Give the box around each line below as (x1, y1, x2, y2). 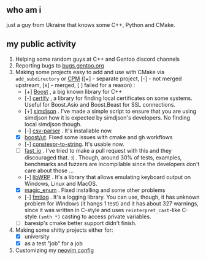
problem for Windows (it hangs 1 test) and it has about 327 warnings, (24, 199, 199, 207)
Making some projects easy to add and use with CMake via (15, 68, 165, 75)
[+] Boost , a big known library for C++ (24, 88, 123, 95)
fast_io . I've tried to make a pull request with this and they (24, 147, 172, 154)
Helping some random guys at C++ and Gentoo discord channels (15, 55, 180, 63)
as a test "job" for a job (24, 239, 83, 247)
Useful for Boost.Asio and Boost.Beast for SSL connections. (24, 101, 176, 108)
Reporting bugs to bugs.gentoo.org (15, 61, 104, 69)
